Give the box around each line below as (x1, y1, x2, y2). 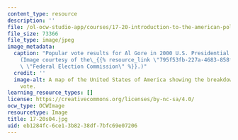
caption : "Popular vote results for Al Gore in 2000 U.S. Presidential (13, 50, 230, 57)
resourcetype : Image (7, 109, 69, 116)
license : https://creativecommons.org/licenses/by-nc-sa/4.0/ (7, 96, 195, 103)
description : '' (7, 17, 55, 24)
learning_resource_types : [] (7, 89, 93, 96)
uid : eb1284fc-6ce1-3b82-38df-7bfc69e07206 (7, 122, 138, 129)
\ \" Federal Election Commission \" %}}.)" (20, 63, 147, 70)
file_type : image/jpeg (7, 37, 74, 44)
